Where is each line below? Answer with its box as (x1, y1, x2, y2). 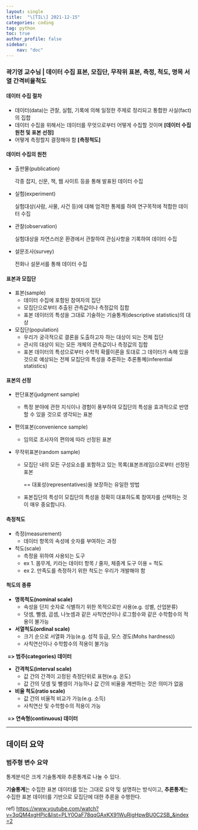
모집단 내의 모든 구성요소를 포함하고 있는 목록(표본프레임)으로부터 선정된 (23, 461, 190, 468)
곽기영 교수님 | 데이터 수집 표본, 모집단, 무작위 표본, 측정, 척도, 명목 (6, 67, 183, 76)
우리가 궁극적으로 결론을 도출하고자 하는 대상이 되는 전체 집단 (23, 333, 164, 341)
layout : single (6, 8, 44, 15)
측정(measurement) (14, 530, 62, 537)
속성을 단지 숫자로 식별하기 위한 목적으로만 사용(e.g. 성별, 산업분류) (23, 603, 178, 610)
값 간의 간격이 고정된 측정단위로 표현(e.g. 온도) (23, 672, 131, 680)
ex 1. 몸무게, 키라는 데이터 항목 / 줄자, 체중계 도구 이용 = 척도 (23, 559, 163, 566)
